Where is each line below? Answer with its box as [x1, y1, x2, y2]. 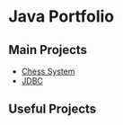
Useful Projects [8, 102, 97, 117]
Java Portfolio [8, 6, 114, 27]
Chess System [21, 66, 75, 76]
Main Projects [8, 42, 87, 58]
